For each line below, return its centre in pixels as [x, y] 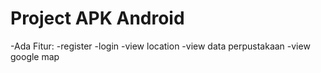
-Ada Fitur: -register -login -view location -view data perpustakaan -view [160, 46]
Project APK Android [97, 18]
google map [35, 56]
